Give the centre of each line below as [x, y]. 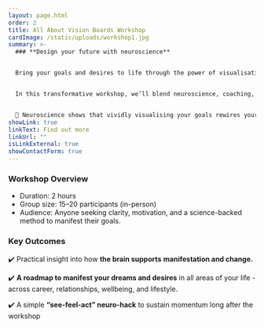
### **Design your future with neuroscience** [93, 52]
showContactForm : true [45, 151]
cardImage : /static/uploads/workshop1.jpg [79, 37]
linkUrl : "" [27, 137]
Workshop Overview [48, 179]
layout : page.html [38, 15]
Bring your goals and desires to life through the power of [115, 73]
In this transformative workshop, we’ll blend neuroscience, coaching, [135, 94]
